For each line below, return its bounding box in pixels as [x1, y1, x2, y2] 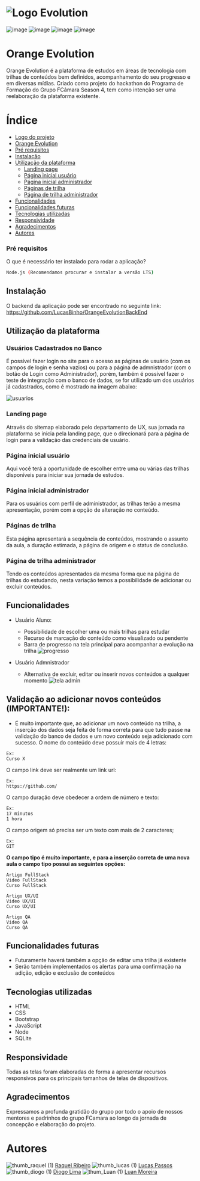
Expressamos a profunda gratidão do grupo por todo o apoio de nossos [6, 1108, 183, 1115]
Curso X [6, 755, 26, 762]
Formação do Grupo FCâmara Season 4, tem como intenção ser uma [6, 86, 176, 93]
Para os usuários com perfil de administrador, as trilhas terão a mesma [6, 500, 181, 508]
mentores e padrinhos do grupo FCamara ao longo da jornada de [6, 1114, 166, 1121]
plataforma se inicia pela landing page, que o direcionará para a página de [6, 430, 190, 437]
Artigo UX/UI [6, 893, 39, 899]
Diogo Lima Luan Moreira [53, 1168, 157, 1175]
